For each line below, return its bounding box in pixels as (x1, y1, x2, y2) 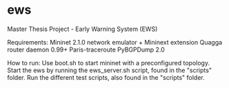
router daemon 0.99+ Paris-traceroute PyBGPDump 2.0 (7, 45, 166, 54)
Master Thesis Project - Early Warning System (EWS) (7, 25, 158, 33)
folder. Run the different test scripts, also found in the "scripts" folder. (7, 73, 205, 81)
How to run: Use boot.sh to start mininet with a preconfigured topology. (7, 58, 210, 67)
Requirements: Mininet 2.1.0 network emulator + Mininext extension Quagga (7, 38, 223, 46)
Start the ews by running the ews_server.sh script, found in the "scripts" (7, 66, 212, 74)
